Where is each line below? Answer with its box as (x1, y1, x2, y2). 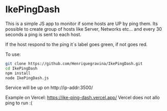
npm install (5, 71, 31, 76)
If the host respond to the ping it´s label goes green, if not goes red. (5, 41, 148, 47)
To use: (5, 51, 21, 57)
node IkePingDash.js (5, 75, 50, 80)
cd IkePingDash (5, 65, 38, 71)
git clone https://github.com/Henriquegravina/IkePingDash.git (5, 61, 143, 66)
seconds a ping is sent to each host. (5, 31, 82, 37)
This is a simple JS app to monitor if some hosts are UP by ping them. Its (5, 20, 158, 27)
